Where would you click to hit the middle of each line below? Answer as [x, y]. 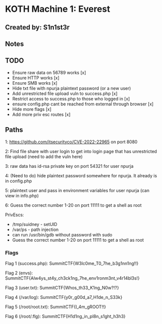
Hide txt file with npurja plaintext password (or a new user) [71, 88]
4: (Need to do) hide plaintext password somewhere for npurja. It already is [81, 175]
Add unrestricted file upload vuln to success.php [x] [65, 93]
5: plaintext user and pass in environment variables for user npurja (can [77, 190]
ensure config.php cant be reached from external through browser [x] [83, 104]
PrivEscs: [14, 215]
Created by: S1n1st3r [37, 27]
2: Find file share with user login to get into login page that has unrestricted [81, 151]
